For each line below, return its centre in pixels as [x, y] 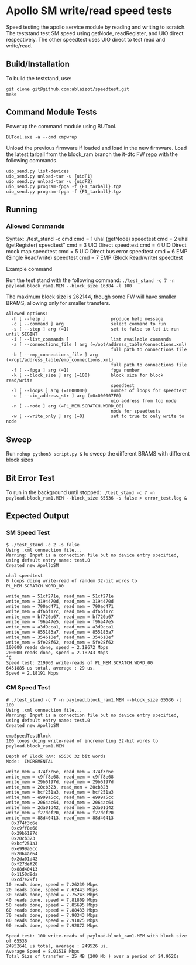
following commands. [32, 160]
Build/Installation [38, 64]
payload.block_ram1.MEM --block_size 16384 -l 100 [69, 286]
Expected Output [38, 516]
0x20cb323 [23, 838]
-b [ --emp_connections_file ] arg [55, 355]
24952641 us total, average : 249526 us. [57, 946]
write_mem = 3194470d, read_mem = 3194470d [60, 601]
